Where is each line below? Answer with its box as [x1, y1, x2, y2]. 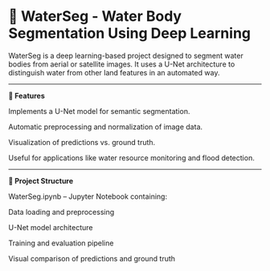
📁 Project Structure [8, 176, 74, 185]
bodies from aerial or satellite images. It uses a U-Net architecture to [8, 59, 235, 69]
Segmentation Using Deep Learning [8, 24, 252, 42]
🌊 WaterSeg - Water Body [8, 7, 182, 26]
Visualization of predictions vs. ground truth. [8, 137, 156, 147]
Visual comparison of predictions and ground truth [8, 253, 175, 263]
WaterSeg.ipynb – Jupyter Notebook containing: [8, 192, 167, 201]
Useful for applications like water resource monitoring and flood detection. [8, 152, 255, 163]
